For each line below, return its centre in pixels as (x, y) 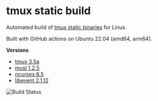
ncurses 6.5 (29, 74)
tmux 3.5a (27, 61)
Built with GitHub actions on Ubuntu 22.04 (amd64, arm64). (79, 38)
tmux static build (48, 11)
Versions (18, 50)
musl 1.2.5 (27, 68)
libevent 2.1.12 (31, 80)
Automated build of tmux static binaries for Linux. (67, 27)
